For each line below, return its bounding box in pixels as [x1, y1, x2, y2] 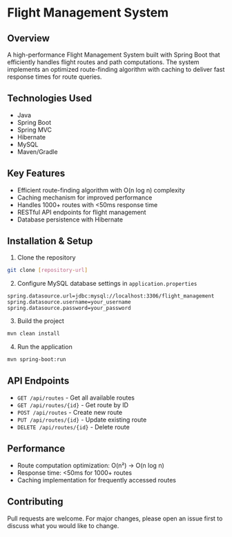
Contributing [7, 496, 64, 508]
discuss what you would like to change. [7, 521, 119, 529]
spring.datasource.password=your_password [7, 305, 131, 312]
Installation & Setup [7, 235, 93, 247]
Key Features [7, 168, 66, 179]
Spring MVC [17, 126, 52, 134]
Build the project [17, 317, 64, 325]
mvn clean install [7, 330, 60, 338]
